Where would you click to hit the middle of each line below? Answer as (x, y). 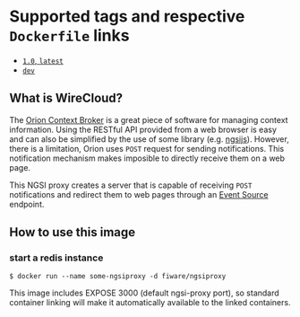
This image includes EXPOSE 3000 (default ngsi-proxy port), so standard (144, 293)
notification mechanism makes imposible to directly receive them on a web (147, 158)
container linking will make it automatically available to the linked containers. (150, 303)
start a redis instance (56, 258)
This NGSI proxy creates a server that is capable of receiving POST (131, 185)
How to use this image (73, 232)
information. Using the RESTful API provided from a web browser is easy (143, 129)
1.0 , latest (43, 60)
